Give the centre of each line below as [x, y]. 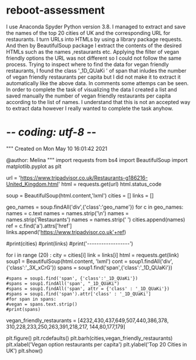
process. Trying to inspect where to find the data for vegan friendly [87, 64]
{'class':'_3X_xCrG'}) [31, 267]
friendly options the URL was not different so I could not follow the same [94, 58]
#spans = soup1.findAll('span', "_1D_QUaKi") [63, 283]
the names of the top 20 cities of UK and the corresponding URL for [88, 33]
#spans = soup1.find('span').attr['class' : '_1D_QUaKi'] [79, 294]
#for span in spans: [31, 299]
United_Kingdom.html [32, 184]
